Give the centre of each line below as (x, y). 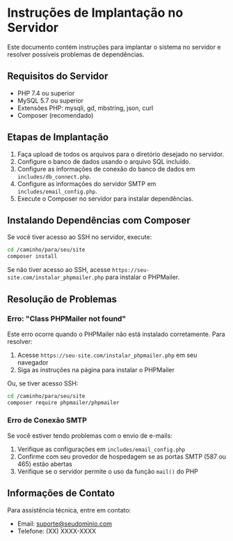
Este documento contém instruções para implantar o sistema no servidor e (114, 47)
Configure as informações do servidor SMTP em (87, 183)
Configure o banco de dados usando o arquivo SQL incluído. (104, 161)
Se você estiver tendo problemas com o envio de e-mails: (90, 435)
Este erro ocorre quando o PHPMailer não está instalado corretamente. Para (116, 334)
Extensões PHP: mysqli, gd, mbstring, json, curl (85, 108)
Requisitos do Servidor (58, 76)
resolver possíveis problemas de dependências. (76, 54)
